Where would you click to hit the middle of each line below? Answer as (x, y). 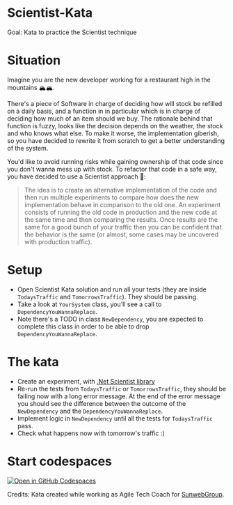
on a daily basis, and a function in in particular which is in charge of (104, 111)
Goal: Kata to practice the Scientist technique (72, 32)
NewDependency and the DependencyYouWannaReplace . (90, 411)
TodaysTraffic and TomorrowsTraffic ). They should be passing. (107, 296)
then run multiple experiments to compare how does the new (112, 197)
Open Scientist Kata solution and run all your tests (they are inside (112, 289)
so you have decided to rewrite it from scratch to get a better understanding (116, 140)
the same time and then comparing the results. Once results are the (121, 219)
